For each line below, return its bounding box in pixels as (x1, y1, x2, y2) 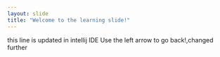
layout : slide (7, 10, 49, 17)
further (7, 43, 28, 51)
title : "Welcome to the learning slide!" (7, 17, 131, 24)
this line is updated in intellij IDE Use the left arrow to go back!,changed (7, 35, 214, 44)
